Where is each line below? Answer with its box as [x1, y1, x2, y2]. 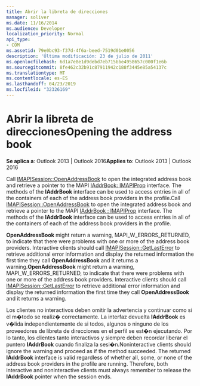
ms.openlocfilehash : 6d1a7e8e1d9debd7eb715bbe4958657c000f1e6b [6, 59, 167, 65]
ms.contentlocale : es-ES [6, 75, 68, 81]
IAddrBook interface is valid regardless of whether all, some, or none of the [6, 354, 192, 361]
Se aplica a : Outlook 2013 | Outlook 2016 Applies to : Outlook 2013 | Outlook [6, 157, 192, 164]
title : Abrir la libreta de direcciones [6, 8, 109, 15]
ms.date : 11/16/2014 [6, 20, 58, 26]
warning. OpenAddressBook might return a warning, [6, 263, 135, 270]
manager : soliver [6, 14, 50, 20]
